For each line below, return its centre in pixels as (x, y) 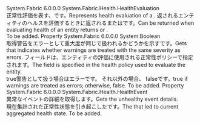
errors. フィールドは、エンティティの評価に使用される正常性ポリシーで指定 (100, 57)
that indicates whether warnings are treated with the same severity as (93, 50)
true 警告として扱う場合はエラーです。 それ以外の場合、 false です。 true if (97, 79)
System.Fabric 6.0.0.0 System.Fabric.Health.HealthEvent (77, 92)
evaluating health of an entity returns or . (57, 30)
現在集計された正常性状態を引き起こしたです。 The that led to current (92, 106)
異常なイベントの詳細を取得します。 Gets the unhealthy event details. (92, 99)
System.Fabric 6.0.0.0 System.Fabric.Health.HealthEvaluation (83, 8)
